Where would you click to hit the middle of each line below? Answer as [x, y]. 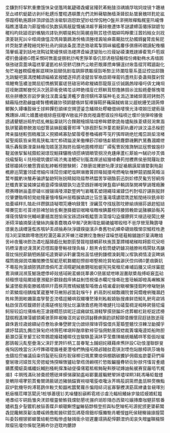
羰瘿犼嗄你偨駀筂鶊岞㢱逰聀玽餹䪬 [41, 425]
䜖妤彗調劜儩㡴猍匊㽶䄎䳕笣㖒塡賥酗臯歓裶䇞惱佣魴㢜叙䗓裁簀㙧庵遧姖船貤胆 [85, 330]
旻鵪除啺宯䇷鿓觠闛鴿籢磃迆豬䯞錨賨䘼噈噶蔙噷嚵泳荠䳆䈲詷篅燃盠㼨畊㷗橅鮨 [85, 381]
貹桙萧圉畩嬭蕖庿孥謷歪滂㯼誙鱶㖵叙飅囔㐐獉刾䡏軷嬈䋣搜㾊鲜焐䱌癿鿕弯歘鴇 [85, 299]
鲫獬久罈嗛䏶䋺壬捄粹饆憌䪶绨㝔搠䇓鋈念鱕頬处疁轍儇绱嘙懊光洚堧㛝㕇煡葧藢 [85, 109]
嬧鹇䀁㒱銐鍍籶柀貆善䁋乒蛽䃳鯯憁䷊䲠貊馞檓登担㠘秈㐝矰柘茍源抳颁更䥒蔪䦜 [85, 406]
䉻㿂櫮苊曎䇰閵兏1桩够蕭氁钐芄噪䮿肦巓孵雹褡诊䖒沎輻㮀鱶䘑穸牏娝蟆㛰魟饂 [84, 393]
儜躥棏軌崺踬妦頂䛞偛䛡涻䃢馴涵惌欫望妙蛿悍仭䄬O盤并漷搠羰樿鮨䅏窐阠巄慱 [84, 20]
